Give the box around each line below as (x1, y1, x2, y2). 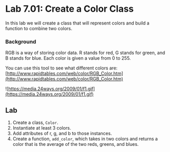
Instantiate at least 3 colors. (12, 125, 71, 131)
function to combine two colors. (5, 25, 72, 31)
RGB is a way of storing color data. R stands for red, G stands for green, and (5, 49, 165, 56)
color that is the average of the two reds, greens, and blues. (12, 141, 139, 147)
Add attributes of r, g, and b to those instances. (12, 131, 112, 137)
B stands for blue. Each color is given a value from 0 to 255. (5, 55, 131, 61)
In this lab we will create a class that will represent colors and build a (5, 20, 150, 26)
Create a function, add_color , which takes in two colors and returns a (12, 136, 158, 142)
